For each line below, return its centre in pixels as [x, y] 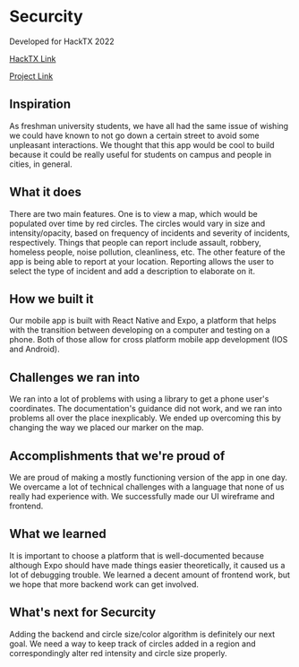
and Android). [34, 349]
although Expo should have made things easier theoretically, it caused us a [147, 565]
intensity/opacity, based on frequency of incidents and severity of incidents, [150, 233]
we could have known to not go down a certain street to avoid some [134, 135]
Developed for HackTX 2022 [62, 41]
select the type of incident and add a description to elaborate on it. [132, 271]
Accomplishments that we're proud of [117, 456]
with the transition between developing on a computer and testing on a [140, 330]
